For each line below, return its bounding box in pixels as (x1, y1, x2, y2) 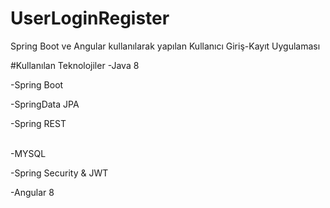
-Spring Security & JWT (10, 167, 109, 179)
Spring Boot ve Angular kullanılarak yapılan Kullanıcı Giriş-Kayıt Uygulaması (10, 40, 321, 52)
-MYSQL (10, 147, 47, 159)
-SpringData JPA (10, 98, 80, 110)
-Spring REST (10, 117, 67, 129)
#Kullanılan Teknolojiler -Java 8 (10, 59, 140, 71)
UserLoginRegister (10, 7, 170, 30)
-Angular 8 (10, 186, 55, 198)
